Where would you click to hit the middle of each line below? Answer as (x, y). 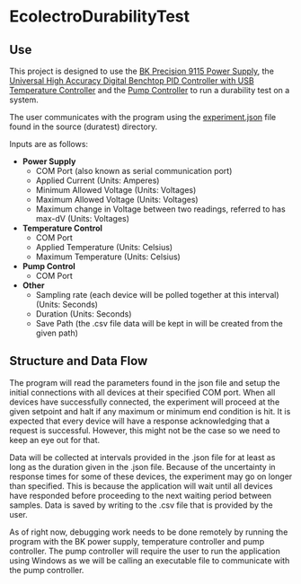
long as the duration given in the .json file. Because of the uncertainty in (142, 466)
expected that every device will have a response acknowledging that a (140, 421)
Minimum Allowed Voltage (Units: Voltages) (116, 190)
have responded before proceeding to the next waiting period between (141, 495)
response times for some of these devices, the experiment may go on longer (151, 476)
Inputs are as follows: (49, 144)
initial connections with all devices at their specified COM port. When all (142, 392)
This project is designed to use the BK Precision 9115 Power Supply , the (142, 71)
